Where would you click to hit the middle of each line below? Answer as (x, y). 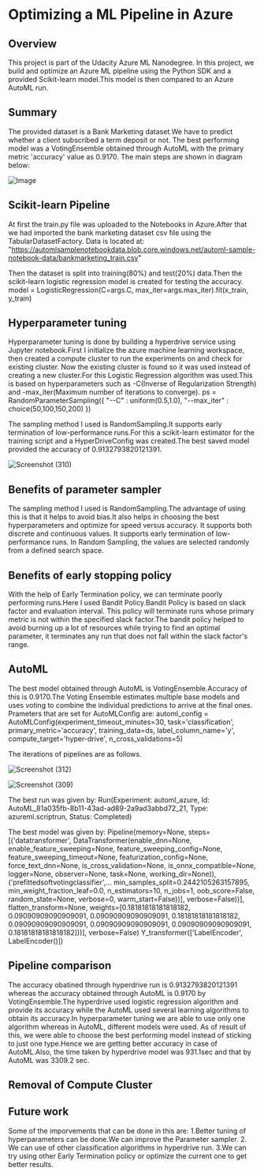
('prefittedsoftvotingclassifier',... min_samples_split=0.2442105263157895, (129, 882)
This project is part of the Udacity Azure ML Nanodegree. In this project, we (131, 62)
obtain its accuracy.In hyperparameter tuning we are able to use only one (127, 1018)
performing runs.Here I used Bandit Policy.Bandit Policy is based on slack (127, 603)
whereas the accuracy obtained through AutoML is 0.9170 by (107, 993)
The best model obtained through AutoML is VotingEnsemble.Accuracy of (128, 688)
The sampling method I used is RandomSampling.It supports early (115, 425)
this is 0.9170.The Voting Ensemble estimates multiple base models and (124, 697)
